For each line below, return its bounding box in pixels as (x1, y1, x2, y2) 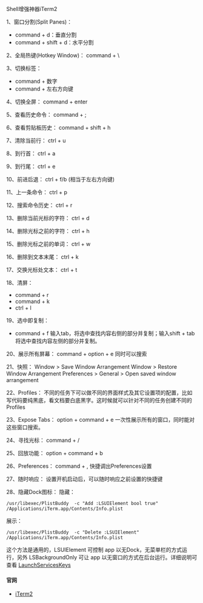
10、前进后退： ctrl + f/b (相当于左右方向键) (6, 176, 115, 183)
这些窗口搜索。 (6, 423, 44, 431)
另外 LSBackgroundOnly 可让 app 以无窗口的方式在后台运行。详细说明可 (16, 554, 198, 561)
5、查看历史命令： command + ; (6, 111, 87, 118)
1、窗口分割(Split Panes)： (6, 18, 73, 26)
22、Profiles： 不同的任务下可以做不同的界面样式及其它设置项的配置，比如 (6, 389, 193, 396)
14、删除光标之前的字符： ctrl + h (6, 228, 90, 234)
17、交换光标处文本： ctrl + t (6, 267, 78, 273)
